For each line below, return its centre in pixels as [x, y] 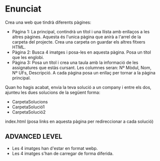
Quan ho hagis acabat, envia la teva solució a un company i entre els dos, [78, 87]
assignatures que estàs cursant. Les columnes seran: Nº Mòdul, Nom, [82, 67]
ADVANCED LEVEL [34, 137]
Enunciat [23, 9]
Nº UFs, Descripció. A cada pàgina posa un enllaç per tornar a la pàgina [84, 73]
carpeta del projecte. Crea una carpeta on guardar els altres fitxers [79, 42]
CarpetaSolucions [30, 102]
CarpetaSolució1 [28, 107]
